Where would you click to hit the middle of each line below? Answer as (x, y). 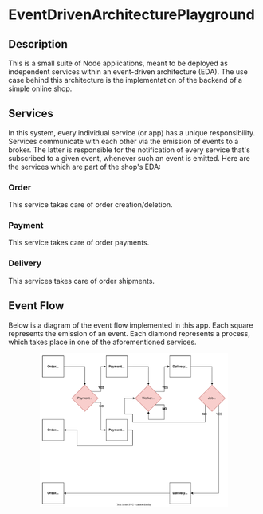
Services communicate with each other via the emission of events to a (124, 141)
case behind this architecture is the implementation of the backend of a (126, 80)
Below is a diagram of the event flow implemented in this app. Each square (131, 325)
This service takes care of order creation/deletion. (90, 205)
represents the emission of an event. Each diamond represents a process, (130, 333)
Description (38, 44)
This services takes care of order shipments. (82, 281)
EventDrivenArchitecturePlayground (131, 15)
